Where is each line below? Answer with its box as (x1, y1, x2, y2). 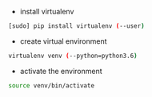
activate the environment (19, 66, 102, 76)
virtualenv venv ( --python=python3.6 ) (8, 52, 138, 60)
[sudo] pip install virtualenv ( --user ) (8, 22, 146, 30)
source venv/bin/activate (8, 81, 94, 90)
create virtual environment (19, 36, 107, 46)
